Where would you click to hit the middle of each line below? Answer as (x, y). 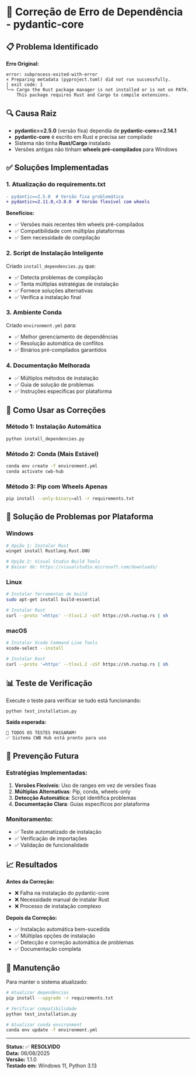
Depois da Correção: (32, 918)
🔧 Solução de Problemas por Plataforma (80, 517)
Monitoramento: (29, 819)
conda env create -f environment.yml (52, 466)
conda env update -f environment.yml (52, 1030)
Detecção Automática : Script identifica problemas (75, 798)
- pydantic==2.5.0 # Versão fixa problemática (65, 196)
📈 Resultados (32, 865)
